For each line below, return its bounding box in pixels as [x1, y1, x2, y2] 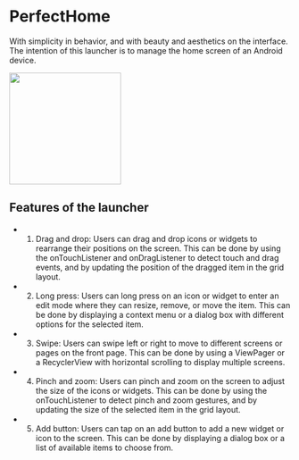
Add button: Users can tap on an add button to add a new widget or [35, 422, 285, 434]
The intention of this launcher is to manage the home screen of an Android [9, 45, 283, 55]
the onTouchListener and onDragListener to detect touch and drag [35, 252, 279, 263]
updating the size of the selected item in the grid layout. [35, 404, 241, 414]
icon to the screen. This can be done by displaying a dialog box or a [35, 432, 286, 443]
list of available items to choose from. [35, 442, 174, 453]
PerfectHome [9, 6, 111, 27]
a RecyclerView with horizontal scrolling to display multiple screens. [35, 356, 286, 367]
